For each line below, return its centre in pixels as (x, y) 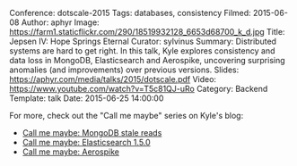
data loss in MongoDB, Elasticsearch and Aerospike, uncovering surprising (147, 60)
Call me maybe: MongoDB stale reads (92, 133)
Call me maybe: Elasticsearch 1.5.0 (86, 142)
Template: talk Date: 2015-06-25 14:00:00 (87, 98)
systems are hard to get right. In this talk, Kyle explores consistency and (142, 51)
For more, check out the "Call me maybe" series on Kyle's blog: (127, 116)
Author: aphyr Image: (61, 22)
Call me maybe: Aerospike (70, 152)
